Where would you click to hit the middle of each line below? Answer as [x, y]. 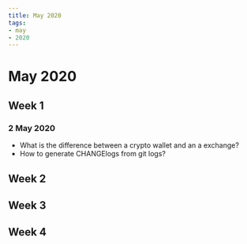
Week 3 [27, 205]
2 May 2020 [32, 128]
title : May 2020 [35, 15]
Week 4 [28, 233]
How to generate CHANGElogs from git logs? [92, 154]
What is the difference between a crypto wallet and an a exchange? [129, 145]
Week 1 [26, 105]
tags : [17, 23]
